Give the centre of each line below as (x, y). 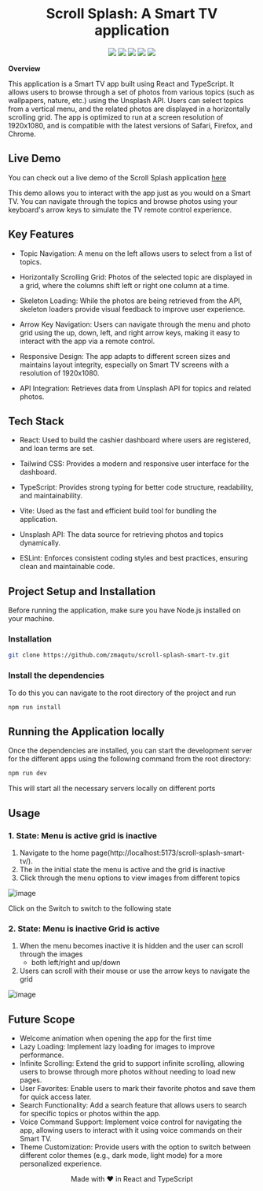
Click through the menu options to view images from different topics (130, 878)
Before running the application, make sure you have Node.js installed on (124, 610)
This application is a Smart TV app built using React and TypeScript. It (121, 83)
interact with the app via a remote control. (87, 341)
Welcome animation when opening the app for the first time (115, 1038)
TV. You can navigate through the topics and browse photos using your (123, 201)
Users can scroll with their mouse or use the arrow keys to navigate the (135, 971)
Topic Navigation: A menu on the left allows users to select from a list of (136, 253)
